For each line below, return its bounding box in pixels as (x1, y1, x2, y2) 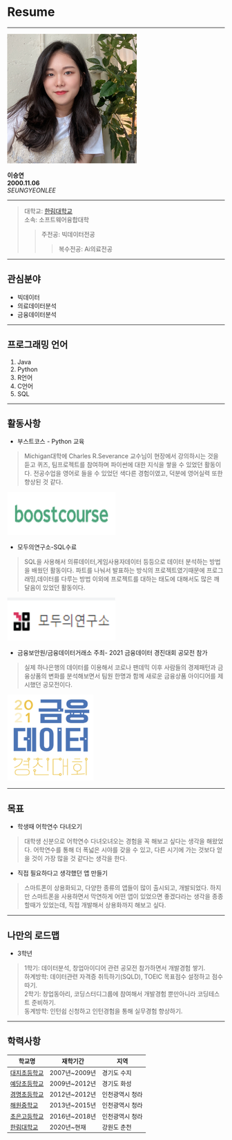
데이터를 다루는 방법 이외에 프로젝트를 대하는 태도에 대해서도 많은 (37, 575, 213, 583)
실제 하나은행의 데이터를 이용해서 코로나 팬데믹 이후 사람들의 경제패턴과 (23, 663, 216, 671)
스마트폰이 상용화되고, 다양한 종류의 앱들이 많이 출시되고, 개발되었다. (23, 884, 209, 892)
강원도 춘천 (101, 1123, 132, 1131)
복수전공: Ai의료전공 (58, 244, 113, 253)
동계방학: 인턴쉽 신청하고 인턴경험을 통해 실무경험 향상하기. (23, 1007, 183, 1015)
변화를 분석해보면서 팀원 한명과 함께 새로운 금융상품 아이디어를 (48, 672, 216, 680)
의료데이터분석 (17, 302, 57, 310)
